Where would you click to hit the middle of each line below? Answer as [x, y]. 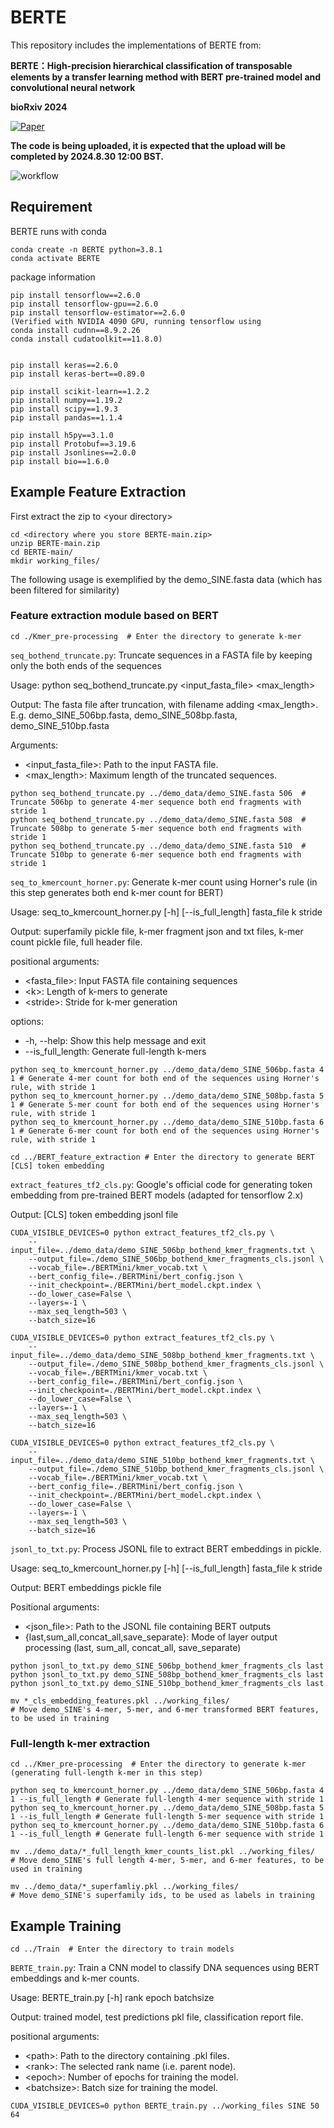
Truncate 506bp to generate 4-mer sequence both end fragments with [156, 802]
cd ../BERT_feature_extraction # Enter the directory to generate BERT [162, 1157]
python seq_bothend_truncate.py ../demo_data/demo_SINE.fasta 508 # [158, 819]
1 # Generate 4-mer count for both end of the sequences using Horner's [165, 1078]
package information [53, 277]
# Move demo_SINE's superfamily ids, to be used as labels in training [162, 1896]
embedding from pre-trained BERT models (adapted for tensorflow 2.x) [157, 1195]
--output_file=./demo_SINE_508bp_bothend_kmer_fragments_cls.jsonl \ [176, 1364]
